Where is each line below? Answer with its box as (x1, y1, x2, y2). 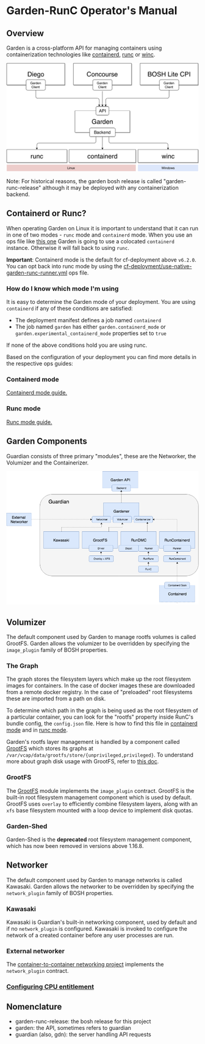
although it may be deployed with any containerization (42, 184, 179, 191)
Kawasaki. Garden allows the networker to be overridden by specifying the (6, 883, 194, 890)
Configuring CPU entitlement (6, 983, 95, 991)
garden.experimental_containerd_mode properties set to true (15, 330, 167, 337)
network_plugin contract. (6, 967, 69, 975)
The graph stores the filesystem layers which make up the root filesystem (6, 675, 191, 683)
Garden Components (6, 436, 87, 447)
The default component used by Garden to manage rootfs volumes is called (6, 634, 196, 640)
